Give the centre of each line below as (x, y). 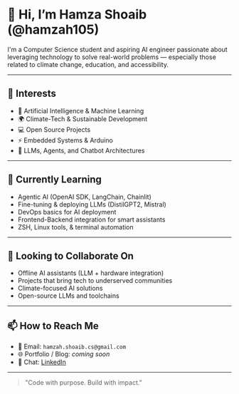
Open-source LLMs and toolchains (68, 296)
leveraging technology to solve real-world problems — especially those (112, 57)
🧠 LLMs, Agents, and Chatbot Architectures (81, 150)
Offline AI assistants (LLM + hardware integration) (91, 273)
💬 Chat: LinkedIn (42, 362)
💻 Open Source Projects (54, 129)
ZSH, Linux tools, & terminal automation (75, 227)
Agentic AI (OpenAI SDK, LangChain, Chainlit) (84, 197)
